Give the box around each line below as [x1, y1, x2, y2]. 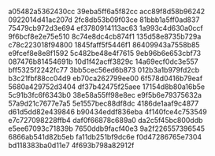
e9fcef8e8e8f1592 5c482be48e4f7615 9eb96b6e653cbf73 [8, 49, 202, 58]
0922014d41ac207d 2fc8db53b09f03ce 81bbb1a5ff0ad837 [8, 15, 200, 24]
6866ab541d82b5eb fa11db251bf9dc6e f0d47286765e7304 [8, 132, 202, 141]
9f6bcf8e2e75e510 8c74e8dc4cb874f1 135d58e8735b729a [8, 32, 202, 41]
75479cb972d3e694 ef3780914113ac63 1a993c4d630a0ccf [8, 24, 203, 32]
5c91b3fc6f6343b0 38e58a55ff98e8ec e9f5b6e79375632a [8, 91, 202, 99]
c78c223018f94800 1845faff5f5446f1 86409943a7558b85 [8, 40, 200, 50]
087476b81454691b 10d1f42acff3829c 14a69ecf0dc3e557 [8, 57, 198, 66]
